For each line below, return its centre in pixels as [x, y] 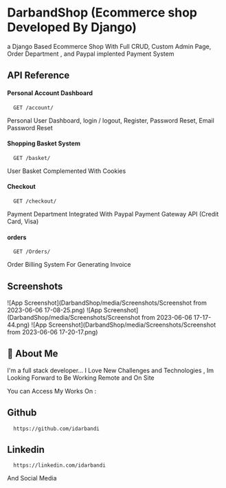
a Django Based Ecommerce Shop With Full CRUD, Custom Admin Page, [109, 46]
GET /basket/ [32, 158]
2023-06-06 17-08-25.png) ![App [55, 310]
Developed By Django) [72, 27]
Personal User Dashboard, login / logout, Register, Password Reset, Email [111, 120]
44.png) [19, 325]
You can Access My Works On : [52, 391]
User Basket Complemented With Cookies [67, 171]
